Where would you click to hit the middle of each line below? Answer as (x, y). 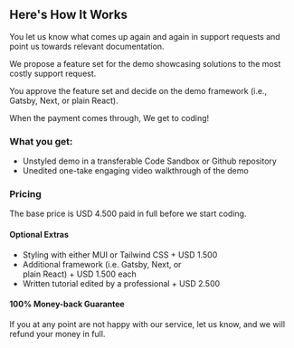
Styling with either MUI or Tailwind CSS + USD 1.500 (120, 254)
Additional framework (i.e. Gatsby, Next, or (102, 264)
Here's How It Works (69, 15)
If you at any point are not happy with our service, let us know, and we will (147, 324)
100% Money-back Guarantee (67, 304)
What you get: (41, 141)
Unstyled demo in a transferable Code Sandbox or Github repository (150, 161)
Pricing (26, 194)
